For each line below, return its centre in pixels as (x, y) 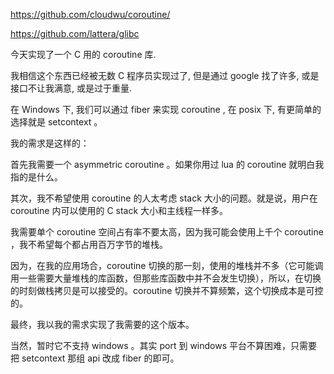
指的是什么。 (36, 177)
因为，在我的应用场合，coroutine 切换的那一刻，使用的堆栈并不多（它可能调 (167, 265)
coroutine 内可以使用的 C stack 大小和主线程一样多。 (119, 210)
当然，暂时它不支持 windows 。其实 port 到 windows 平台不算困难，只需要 (164, 345)
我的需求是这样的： (50, 143)
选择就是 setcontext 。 (56, 122)
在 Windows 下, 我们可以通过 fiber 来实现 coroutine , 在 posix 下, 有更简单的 (166, 109)
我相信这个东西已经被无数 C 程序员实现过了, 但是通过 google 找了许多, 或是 (165, 75)
